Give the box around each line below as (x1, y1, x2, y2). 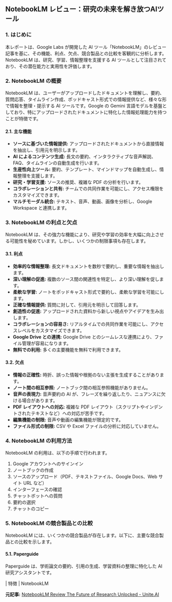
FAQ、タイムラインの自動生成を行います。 (12, 160, 102, 166)
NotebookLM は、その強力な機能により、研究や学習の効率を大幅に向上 (5, 232, 156, 238)
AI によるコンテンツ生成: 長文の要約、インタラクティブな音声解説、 (12, 154, 156, 160)
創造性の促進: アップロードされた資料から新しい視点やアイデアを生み (12, 308, 160, 314)
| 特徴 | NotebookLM (5, 580, 49, 587)
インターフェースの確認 (12, 486, 63, 493)
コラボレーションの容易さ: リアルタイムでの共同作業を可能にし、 (12, 321, 150, 327)
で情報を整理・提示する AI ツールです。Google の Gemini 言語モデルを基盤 (5, 102, 163, 109)
